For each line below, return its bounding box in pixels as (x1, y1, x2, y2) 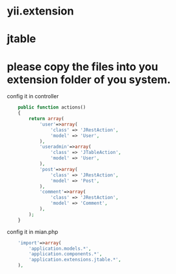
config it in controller (7, 93, 59, 100)
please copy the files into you (7, 59, 158, 73)
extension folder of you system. (7, 73, 171, 86)
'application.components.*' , (29, 251, 103, 257)
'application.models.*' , (29, 246, 92, 252)
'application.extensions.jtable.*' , (29, 256, 121, 263)
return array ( (29, 116, 64, 122)
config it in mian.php (7, 228, 58, 235)
